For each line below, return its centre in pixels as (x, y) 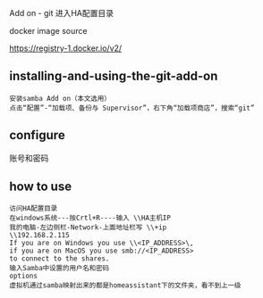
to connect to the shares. (59, 259)
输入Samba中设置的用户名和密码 (59, 269)
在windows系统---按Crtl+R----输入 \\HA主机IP (90, 218)
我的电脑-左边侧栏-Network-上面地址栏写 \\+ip (88, 228)
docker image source (48, 31)
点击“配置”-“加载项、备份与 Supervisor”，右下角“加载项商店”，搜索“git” (132, 108)
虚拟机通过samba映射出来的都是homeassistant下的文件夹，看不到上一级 (125, 286)
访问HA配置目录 (34, 209)
